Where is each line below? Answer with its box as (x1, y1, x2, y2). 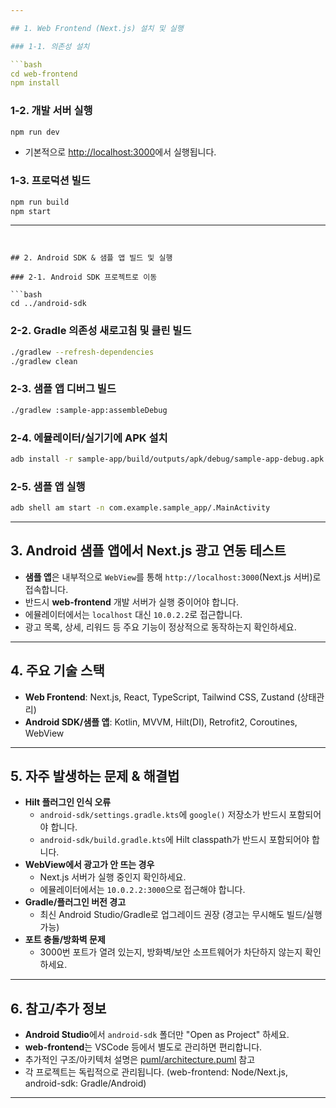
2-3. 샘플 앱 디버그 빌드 (10, 382, 117, 396)
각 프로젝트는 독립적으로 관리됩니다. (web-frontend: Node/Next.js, (24, 1066, 288, 1078)
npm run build (10, 197, 70, 207)
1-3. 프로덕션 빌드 (10, 174, 91, 188)
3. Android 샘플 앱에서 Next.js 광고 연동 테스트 (10, 542, 287, 560)
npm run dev (10, 127, 60, 137)
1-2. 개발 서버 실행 (10, 104, 93, 118)
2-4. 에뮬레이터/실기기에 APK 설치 (10, 431, 168, 445)
